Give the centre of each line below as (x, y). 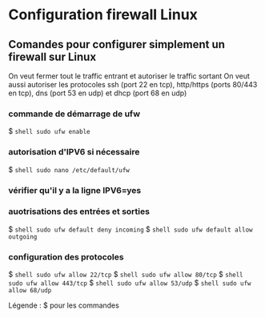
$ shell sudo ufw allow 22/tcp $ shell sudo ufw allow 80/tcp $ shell (126, 275)
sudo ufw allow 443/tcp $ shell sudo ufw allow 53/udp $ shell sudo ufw (130, 283)
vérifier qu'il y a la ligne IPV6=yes (75, 190)
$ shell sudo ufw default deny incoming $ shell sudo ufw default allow (130, 229)
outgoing (23, 237)
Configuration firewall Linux (103, 15)
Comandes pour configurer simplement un (117, 44)
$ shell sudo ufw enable (49, 131)
